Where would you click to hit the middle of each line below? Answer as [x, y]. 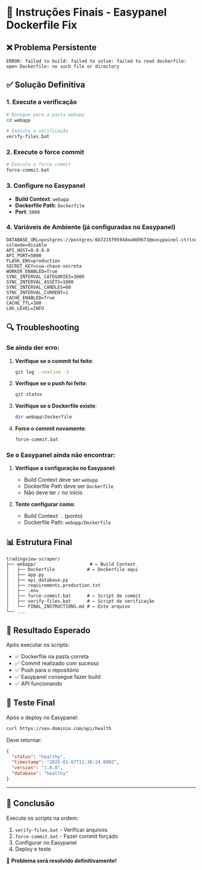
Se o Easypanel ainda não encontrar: [61, 455]
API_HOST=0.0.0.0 [28, 250]
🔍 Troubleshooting [43, 328]
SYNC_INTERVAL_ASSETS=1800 [40, 282]
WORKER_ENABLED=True [32, 271]
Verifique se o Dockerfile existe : [56, 406]
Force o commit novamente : [50, 429]
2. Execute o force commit [45, 152]
